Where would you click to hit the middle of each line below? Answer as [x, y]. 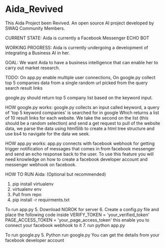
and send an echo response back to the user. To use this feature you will [80, 154]
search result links [24, 88]
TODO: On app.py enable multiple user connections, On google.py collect [80, 77]
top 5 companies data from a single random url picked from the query [77, 83]
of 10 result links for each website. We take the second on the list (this [77, 118]
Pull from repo [27, 194]
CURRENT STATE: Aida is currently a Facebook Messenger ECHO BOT [77, 38]
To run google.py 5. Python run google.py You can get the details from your [82, 235]
